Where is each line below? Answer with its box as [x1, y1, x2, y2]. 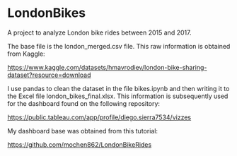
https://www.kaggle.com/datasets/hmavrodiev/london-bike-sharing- [7, 63, 207, 71]
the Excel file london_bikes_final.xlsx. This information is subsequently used [7, 92, 229, 100]
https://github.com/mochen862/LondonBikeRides [7, 140, 152, 149]
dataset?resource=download [7, 71, 91, 79]
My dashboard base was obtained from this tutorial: [7, 126, 158, 135]
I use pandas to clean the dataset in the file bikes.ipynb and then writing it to [7, 84, 230, 92]
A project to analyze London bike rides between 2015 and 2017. [7, 28, 192, 37]
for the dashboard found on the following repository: [7, 99, 161, 107]
